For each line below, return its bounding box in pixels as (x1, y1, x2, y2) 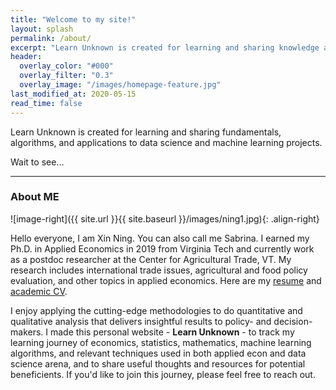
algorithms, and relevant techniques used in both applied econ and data (10, 347, 307, 359)
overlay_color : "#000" (19, 61, 114, 71)
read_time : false (10, 98, 83, 108)
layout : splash (10, 24, 74, 34)
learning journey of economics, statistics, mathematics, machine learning (10, 336, 312, 348)
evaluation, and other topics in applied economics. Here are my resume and (10, 274, 322, 286)
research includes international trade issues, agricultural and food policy (10, 264, 308, 276)
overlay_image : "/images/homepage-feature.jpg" (19, 80, 222, 90)
